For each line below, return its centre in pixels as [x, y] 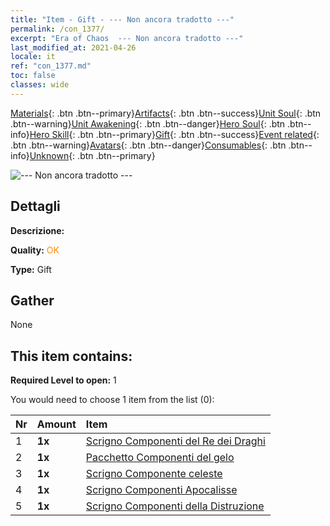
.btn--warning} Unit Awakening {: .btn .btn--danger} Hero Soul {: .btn [148, 123]
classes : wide [40, 85]
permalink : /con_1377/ [57, 29]
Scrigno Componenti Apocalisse [161, 490]
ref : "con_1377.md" [51, 66]
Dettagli [35, 206]
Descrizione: [37, 230]
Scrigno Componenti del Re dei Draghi [175, 441]
